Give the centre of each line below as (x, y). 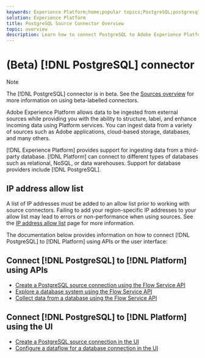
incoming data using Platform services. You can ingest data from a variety (99, 125)
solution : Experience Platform (46, 18)
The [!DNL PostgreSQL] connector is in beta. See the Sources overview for (100, 94)
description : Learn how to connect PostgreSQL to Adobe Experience (94, 35)
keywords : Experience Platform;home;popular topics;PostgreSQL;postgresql (103, 12)
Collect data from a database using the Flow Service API (86, 298)
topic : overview (27, 29)
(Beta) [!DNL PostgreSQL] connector (100, 65)
